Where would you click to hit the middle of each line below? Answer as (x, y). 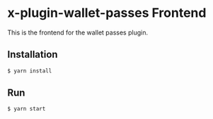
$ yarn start (27, 109)
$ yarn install (30, 71)
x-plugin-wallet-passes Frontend (107, 13)
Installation (33, 55)
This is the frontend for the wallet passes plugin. (78, 32)
